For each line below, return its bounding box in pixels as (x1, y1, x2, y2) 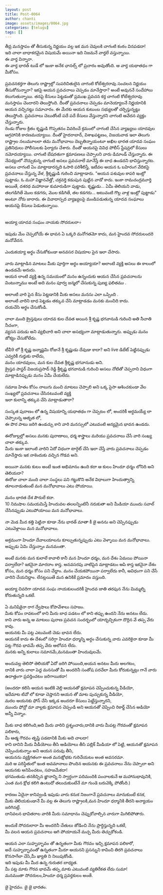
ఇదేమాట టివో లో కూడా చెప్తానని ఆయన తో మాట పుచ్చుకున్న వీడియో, (5, 691, 124, 697)
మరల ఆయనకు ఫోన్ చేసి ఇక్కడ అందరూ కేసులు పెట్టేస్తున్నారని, (5, 698, 112, 703)
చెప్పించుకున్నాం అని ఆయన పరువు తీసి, (5, 748, 74, 753)
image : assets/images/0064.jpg (5, 21, 69, 26)
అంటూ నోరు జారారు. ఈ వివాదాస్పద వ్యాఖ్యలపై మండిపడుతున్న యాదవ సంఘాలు (5, 196, 144, 202)
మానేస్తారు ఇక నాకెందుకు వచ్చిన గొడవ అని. (5, 452, 79, 458)
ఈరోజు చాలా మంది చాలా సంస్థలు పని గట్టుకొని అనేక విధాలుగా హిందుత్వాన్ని (5, 477, 135, 482)
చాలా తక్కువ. (5, 439, 29, 445)
